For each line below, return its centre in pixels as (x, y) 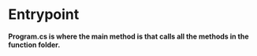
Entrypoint (44, 15)
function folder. (34, 44)
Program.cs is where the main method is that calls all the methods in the (129, 36)
